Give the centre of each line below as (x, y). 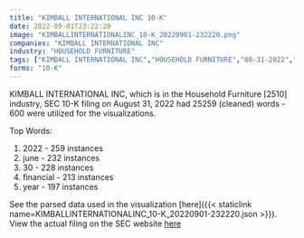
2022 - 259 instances (63, 148)
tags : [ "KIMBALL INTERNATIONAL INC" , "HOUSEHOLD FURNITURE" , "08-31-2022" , (152, 60)
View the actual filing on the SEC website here (95, 224)
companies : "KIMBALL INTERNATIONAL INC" (87, 43)
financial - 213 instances (68, 176)
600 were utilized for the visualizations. (83, 113)
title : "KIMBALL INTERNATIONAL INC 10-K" (89, 18)
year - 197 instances (60, 186)
